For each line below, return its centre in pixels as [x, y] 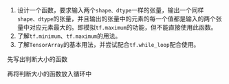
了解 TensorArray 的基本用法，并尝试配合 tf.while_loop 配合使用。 [108, 44]
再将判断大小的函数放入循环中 [49, 74]
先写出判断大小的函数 [37, 59]
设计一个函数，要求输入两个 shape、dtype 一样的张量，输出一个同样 [110, 10]
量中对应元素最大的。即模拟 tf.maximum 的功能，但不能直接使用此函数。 [117, 27]
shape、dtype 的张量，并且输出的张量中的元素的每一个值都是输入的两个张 [119, 19]
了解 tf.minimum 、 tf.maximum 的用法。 [69, 36]
